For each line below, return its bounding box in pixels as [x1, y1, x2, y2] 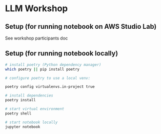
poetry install [5, 98, 36, 103]
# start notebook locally [5, 120, 58, 125]
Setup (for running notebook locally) [5, 49, 118, 57]
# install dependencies [5, 93, 54, 98]
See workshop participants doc [5, 35, 68, 41]
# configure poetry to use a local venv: [5, 76, 91, 80]
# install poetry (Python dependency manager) [5, 62, 101, 67]
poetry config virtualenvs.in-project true [5, 84, 95, 89]
